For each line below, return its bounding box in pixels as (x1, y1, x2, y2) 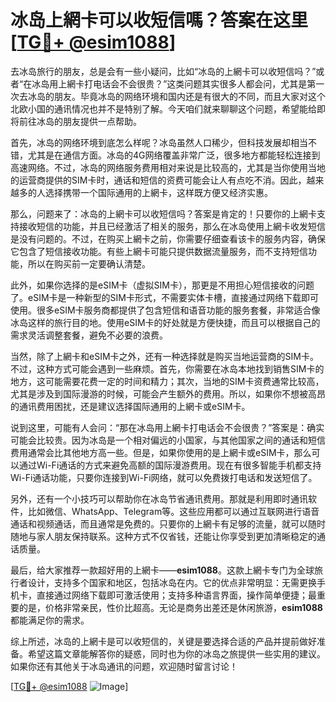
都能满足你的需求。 (10, 614, 90, 626)
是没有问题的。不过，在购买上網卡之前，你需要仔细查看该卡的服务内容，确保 (10, 232, 326, 245)
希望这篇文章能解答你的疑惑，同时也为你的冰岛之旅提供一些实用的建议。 (27, 647, 326, 660)
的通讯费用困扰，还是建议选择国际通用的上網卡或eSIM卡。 (10, 400, 251, 412)
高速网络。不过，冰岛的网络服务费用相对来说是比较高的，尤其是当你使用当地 (10, 161, 326, 173)
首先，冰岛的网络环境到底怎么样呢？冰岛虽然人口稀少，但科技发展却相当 (10, 136, 308, 148)
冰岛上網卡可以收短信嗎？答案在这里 (10, 9, 309, 32)
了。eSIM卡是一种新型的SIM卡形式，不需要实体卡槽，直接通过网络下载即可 (10, 291, 319, 303)
